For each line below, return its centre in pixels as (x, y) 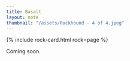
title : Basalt (24, 12)
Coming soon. (23, 51)
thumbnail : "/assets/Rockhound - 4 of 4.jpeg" (65, 23)
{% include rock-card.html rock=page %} (58, 40)
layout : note (22, 17)
